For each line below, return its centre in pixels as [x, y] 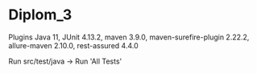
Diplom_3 [40, 15]
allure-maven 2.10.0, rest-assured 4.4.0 [73, 45]
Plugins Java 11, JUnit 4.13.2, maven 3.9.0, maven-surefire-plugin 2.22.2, [129, 37]
